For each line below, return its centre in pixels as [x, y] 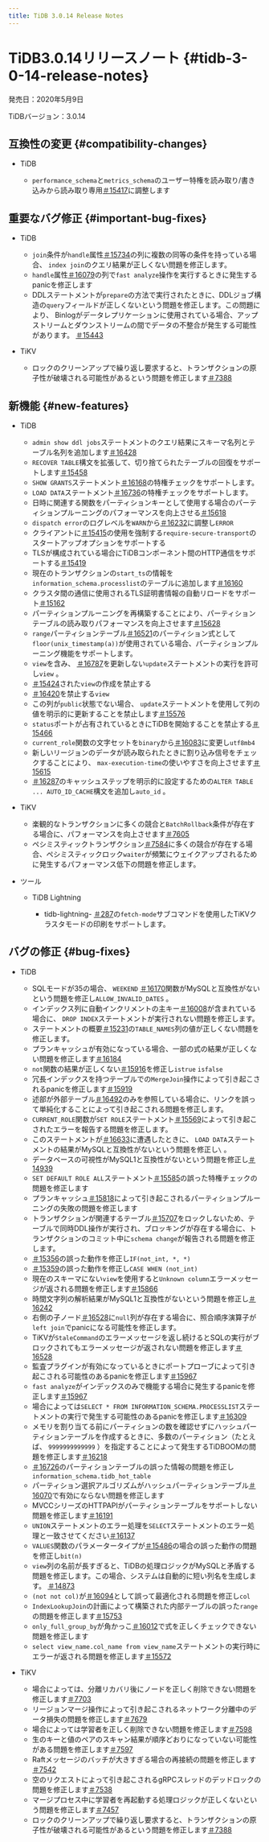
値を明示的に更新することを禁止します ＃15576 [109, 714]
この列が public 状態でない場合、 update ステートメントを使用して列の [146, 704]
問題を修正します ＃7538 [72, 1789]
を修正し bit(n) [57, 1556]
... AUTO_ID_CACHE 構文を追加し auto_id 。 [101, 791]
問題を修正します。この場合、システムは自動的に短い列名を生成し [141, 1576]
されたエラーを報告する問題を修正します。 [102, 1129]
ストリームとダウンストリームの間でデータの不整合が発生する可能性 [144, 325]
